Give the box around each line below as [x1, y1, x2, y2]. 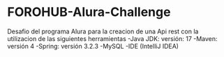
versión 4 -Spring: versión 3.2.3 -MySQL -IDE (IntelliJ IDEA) [7, 42, 179, 50]
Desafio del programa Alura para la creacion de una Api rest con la [7, 27, 199, 35]
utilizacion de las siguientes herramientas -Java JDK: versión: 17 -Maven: [7, 34, 218, 42]
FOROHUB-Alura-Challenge [7, 4, 171, 20]
